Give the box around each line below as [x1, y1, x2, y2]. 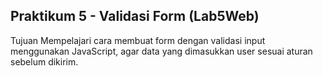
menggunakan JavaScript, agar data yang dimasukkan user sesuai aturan [10, 45, 313, 57]
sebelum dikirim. [10, 55, 79, 68]
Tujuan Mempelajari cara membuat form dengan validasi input [10, 34, 266, 46]
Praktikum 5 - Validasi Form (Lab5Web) [10, 8, 260, 25]
